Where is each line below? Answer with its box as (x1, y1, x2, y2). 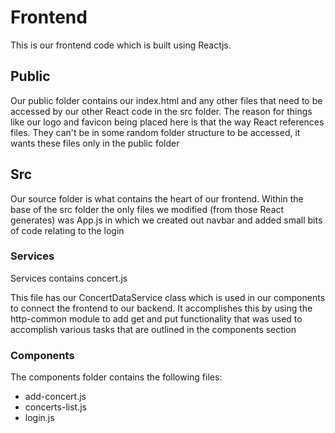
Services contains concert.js (10, 272, 128, 284)
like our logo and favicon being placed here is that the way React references (10, 116, 325, 128)
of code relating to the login (10, 224, 125, 236)
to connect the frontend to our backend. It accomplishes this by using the (10, 302, 313, 314)
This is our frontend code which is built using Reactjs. (10, 39, 232, 51)
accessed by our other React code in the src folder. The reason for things (10, 105, 313, 117)
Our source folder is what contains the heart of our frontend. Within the (10, 192, 304, 205)
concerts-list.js (24, 401, 87, 413)
